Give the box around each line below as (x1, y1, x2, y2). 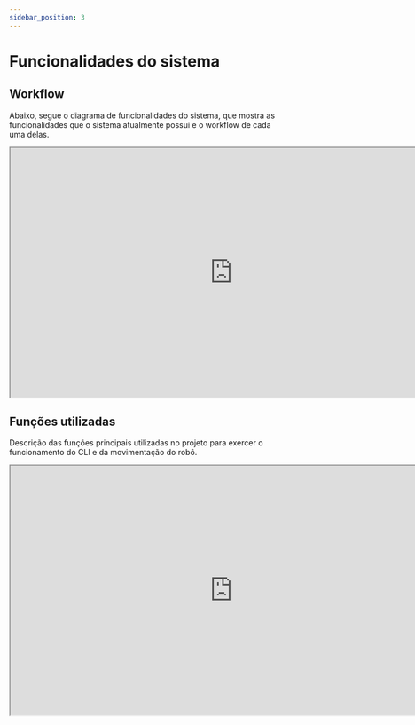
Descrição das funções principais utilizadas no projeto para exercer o (9, 437, 263, 448)
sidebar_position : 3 (9, 12, 86, 22)
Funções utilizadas (9, 414, 116, 429)
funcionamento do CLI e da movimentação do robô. (9, 447, 198, 458)
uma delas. (9, 129, 50, 139)
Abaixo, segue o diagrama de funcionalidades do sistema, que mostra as (9, 110, 276, 121)
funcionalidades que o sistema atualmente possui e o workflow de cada (9, 119, 272, 130)
